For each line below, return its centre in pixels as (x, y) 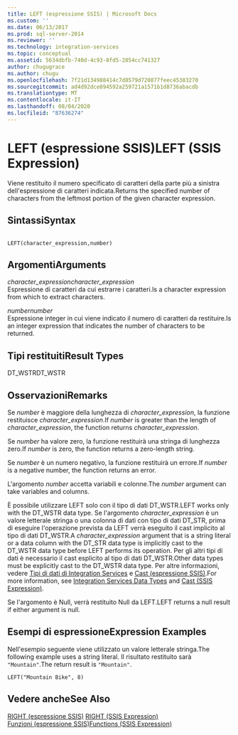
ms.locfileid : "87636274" (45, 113)
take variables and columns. (49, 491)
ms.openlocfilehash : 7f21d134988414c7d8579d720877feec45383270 (103, 80)
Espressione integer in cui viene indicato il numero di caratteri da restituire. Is (119, 318)
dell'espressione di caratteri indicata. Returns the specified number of (109, 191)
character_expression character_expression (71, 282)
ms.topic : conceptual (39, 54)
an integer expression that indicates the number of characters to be (106, 326)
